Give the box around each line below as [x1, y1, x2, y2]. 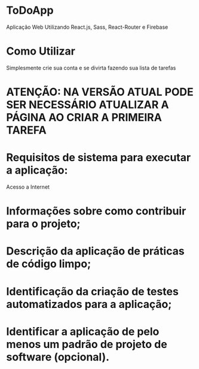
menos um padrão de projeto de [6, 337, 167, 351]
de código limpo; [6, 257, 91, 271]
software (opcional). [6, 350, 109, 364]
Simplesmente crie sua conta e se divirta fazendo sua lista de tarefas [6, 64, 176, 71]
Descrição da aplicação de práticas [6, 244, 185, 258]
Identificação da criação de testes [6, 285, 179, 298]
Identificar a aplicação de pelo [6, 325, 160, 338]
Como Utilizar [6, 44, 76, 58]
